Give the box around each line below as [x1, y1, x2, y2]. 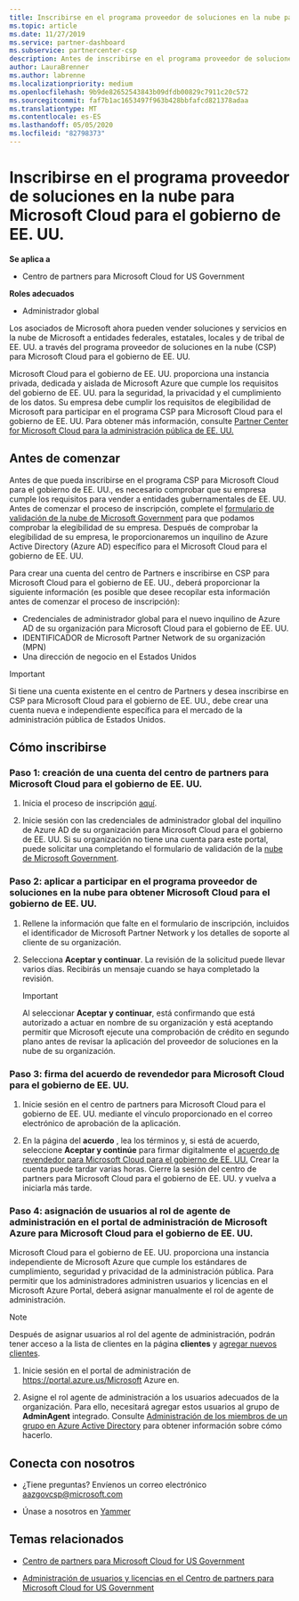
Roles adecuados [9, 288, 75, 298]
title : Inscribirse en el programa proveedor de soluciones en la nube [9, 12, 280, 22]
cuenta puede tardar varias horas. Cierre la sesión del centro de [21, 1164, 257, 1174]
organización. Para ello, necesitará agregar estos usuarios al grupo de [21, 1401, 280, 1412]
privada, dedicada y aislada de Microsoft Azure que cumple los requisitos [9, 378, 279, 388]
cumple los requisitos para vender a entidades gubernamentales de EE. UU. [9, 494, 287, 504]
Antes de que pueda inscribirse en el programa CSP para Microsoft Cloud [9, 474, 279, 486]
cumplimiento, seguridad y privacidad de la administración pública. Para [9, 1266, 274, 1277]
